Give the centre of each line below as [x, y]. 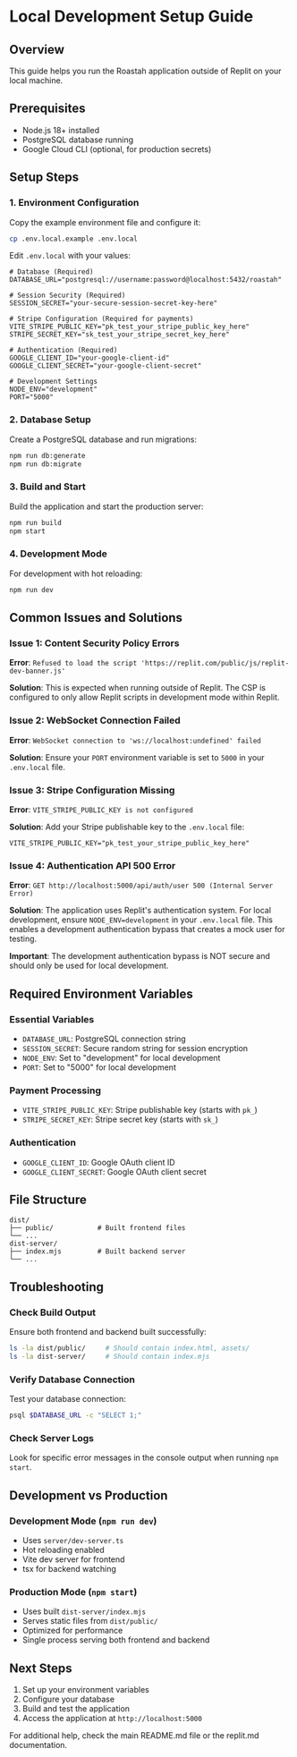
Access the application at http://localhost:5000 [112, 1719]
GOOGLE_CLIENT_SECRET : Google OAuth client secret [115, 1171]
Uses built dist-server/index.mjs [84, 1611]
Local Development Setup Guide [131, 17]
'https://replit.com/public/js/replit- [215, 664]
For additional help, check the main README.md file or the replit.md [134, 1736]
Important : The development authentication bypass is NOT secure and [140, 956]
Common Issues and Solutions [96, 618]
